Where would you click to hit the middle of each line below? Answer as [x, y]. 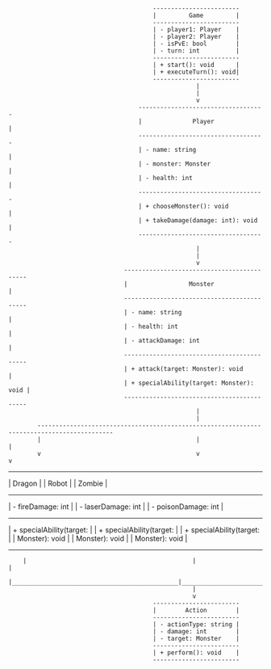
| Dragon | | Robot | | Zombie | [58, 483]
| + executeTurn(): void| [196, 72]
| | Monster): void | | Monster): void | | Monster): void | [98, 539]
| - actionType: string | [196, 625]
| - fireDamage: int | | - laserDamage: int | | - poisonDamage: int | [116, 507]
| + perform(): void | [196, 653]
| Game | [196, 15]
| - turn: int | [196, 51]
